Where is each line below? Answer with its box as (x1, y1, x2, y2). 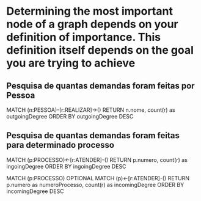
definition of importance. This (6, 31, 161, 44)
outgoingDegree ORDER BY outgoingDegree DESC (6, 113, 134, 120)
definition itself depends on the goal (6, 43, 194, 57)
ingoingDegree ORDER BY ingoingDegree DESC (6, 163, 126, 170)
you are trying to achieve (6, 56, 136, 70)
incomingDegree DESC (6, 188, 64, 195)
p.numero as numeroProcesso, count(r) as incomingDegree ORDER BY (6, 181, 185, 188)
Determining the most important (6, 4, 173, 18)
